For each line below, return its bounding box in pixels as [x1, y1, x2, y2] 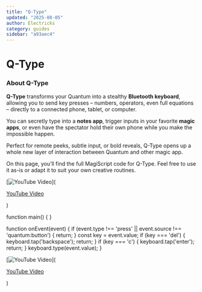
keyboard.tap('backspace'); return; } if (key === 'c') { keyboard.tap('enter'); [6, 238, 195, 245]
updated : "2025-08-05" [6, 15, 63, 21]
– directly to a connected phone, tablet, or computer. [6, 105, 137, 112]
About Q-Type [6, 79, 49, 88]
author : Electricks [6, 20, 55, 26]
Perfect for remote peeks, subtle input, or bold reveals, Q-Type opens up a [6, 141, 192, 149]
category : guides [6, 25, 50, 32]
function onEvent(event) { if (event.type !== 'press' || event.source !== [6, 225, 182, 232]
